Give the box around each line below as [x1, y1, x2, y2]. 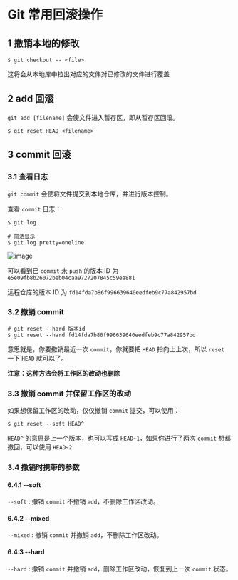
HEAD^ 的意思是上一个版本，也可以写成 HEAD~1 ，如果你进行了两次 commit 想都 [7, 434, 232, 443]
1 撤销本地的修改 [7, 37, 80, 49]
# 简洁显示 [7, 233, 36, 240]
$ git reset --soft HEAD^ [7, 421, 84, 428]
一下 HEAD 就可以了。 [7, 354, 68, 362]
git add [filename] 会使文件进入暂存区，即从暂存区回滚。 [7, 113, 180, 121]
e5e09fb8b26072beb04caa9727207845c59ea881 [7, 274, 135, 281]
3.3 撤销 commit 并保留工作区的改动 [7, 389, 132, 399]
